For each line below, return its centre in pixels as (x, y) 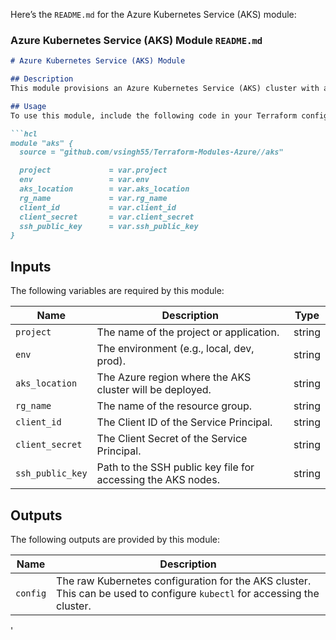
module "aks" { (42, 143)
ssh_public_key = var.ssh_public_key (109, 226)
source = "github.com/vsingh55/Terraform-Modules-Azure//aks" (151, 152)
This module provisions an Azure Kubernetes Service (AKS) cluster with (165, 89)
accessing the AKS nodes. (158, 480)
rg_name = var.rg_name (93, 198)
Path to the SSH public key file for (175, 467)
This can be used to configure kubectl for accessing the (188, 593)
